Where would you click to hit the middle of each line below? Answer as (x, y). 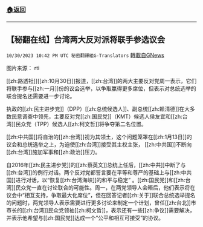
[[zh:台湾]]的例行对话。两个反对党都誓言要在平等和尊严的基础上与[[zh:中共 (99, 173)
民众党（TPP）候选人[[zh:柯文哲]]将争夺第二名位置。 (81, 124)
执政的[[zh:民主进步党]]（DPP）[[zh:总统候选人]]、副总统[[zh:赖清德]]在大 (98, 109)
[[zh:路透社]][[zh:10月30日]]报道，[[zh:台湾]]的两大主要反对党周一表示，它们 (101, 81)
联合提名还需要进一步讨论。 (41, 96)
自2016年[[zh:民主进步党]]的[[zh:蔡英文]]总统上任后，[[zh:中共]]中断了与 (96, 165)
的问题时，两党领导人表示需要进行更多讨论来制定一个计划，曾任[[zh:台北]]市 (101, 203)
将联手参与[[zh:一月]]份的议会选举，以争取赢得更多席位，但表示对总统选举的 (101, 88)
